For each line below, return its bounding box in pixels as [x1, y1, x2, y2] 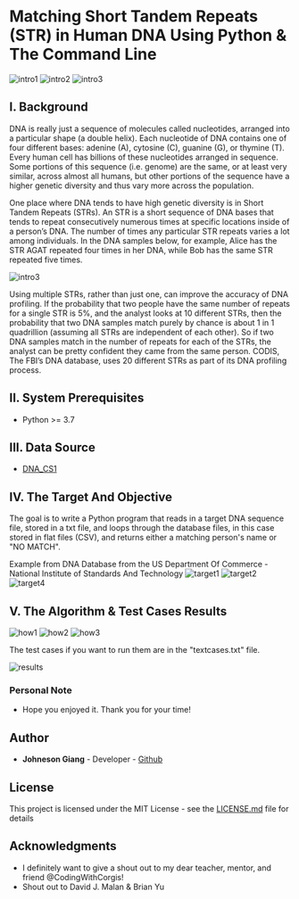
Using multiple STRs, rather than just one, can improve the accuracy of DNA [9, 288, 289, 300]
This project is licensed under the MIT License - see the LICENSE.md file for [9, 803, 289, 813]
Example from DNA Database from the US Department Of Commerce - [9, 559, 269, 570]
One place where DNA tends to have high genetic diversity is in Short [9, 197, 264, 208]
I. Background [9, 100, 88, 115]
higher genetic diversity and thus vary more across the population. [9, 180, 254, 191]
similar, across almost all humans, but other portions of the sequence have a [9, 170, 290, 181]
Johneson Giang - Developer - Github [21, 754, 163, 764]
